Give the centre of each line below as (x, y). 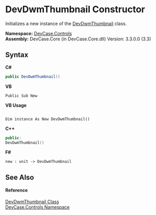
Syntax (17, 55)
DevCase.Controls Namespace (37, 207)
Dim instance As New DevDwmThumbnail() (48, 119)
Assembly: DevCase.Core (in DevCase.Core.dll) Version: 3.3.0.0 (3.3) (78, 39)
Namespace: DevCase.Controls (39, 33)
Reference (17, 190)
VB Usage (16, 105)
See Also (20, 177)
